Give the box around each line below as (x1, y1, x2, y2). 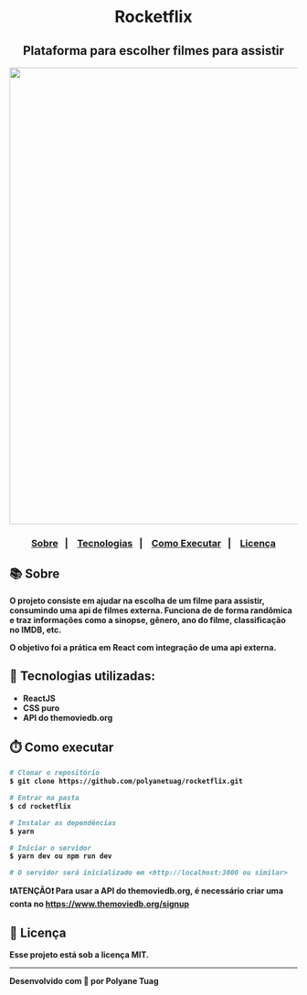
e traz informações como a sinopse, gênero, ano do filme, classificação (9, 614, 286, 625)
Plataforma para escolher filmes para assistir (22, 43, 285, 58)
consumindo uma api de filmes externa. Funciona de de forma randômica (9, 605, 292, 616)
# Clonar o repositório (9, 768, 101, 778)
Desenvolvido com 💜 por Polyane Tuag (9, 976, 159, 987)
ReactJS (22, 693, 57, 704)
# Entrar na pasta (9, 793, 79, 803)
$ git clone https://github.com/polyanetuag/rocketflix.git (9, 777, 244, 787)
